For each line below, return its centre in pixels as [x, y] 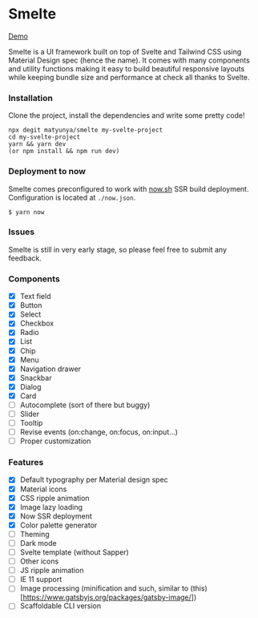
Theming [34, 534]
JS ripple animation [52, 571]
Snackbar [36, 378]
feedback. [25, 258]
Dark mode [38, 543]
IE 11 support [41, 580]
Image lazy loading [51, 507]
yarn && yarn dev [37, 144]
